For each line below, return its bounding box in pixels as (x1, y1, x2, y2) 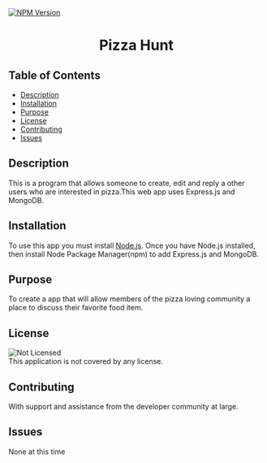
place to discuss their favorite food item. (8, 303, 144, 313)
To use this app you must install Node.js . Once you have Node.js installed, (8, 240, 256, 250)
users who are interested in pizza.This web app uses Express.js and (8, 187, 235, 197)
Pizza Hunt (98, 37, 174, 54)
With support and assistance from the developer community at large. (8, 402, 239, 412)
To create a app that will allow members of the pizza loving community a (8, 294, 251, 304)
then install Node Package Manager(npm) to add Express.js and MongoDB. (8, 249, 260, 259)
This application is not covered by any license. (8, 357, 164, 366)
